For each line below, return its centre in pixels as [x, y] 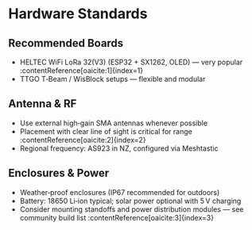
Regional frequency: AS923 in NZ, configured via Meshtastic [119, 148]
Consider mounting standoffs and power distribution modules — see [132, 209]
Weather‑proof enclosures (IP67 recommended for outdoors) [120, 192]
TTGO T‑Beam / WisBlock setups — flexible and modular [112, 79]
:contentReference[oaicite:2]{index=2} [83, 140]
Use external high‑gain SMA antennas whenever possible [114, 123]
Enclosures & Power [59, 173]
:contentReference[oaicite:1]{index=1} [81, 71]
